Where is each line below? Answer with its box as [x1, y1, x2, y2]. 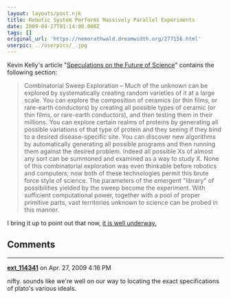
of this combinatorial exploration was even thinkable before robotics [23, 162, 217, 170]
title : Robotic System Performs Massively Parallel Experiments [7, 16, 195, 23]
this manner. [23, 206, 60, 214]
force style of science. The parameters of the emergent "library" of [23, 177, 214, 184]
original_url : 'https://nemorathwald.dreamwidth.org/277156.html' [7, 36, 201, 43]
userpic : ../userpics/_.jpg [7, 42, 88, 49]
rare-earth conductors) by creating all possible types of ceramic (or [23, 104, 216, 111]
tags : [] [7, 29, 32, 36]
